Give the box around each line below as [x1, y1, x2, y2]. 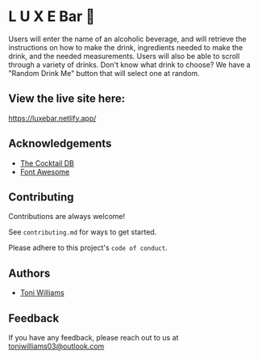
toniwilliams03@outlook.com [8, 341, 105, 351]
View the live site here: [8, 92, 126, 106]
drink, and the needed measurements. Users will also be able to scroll [8, 51, 240, 61]
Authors [8, 266, 51, 280]
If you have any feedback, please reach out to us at [8, 333, 179, 342]
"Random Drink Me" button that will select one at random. [8, 68, 200, 78]
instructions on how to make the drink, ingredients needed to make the [8, 42, 243, 52]
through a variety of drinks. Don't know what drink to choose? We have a [8, 60, 252, 70]
